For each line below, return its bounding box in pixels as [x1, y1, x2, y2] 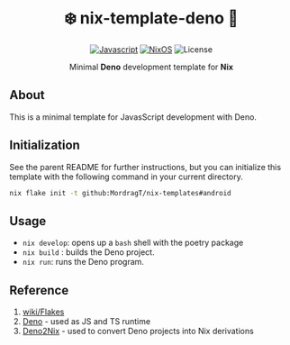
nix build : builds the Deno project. [22, 247, 155, 258]
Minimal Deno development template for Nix [68, 61, 234, 72]
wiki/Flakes [22, 306, 65, 317]
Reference [9, 282, 69, 298]
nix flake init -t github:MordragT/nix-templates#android [9, 188, 231, 197]
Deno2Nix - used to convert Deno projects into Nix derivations [22, 326, 254, 337]
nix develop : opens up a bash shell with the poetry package [22, 237, 244, 249]
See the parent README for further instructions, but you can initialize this [9, 161, 282, 172]
